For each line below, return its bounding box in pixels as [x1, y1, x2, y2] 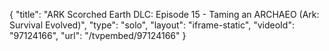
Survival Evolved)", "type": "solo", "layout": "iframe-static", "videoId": [9, 19, 295, 31]
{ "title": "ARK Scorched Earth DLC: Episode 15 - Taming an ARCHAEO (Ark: [9, 9, 320, 20]
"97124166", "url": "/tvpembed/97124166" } [9, 30, 187, 41]
